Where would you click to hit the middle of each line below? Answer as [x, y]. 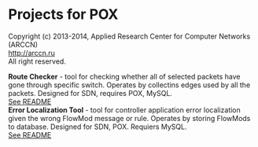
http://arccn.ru [31, 53]
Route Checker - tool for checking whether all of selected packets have [125, 76]
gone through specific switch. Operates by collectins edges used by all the [129, 85]
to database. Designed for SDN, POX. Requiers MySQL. [98, 127]
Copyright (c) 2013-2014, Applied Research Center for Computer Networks [129, 36]
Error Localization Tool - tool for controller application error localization [125, 110]
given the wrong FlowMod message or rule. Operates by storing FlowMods [129, 118]
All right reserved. [37, 61]
